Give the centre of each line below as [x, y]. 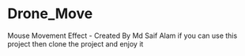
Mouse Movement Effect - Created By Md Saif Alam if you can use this [122, 35]
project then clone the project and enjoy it [75, 43]
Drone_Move [50, 14]
